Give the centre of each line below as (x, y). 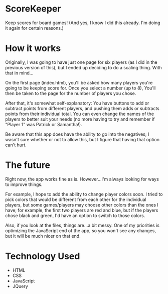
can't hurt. (16, 145)
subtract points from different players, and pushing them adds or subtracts (82, 108)
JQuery (20, 286)
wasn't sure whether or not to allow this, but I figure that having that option (82, 139)
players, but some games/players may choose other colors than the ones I (82, 205)
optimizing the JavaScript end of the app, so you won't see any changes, (81, 230)
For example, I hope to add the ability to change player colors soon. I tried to (84, 194)
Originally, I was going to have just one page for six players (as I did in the (81, 62)
